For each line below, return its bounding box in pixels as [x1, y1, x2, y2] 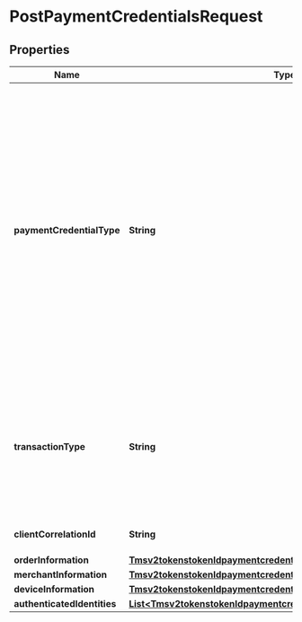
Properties [9, 42, 70, 57]
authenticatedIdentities [13, 598, 117, 609]
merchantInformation [13, 568, 108, 581]
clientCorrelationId [13, 528, 96, 540]
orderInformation [13, 554, 90, 566]
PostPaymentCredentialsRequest [9, 6, 263, 27]
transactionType [13, 441, 85, 452]
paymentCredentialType [13, 224, 120, 236]
